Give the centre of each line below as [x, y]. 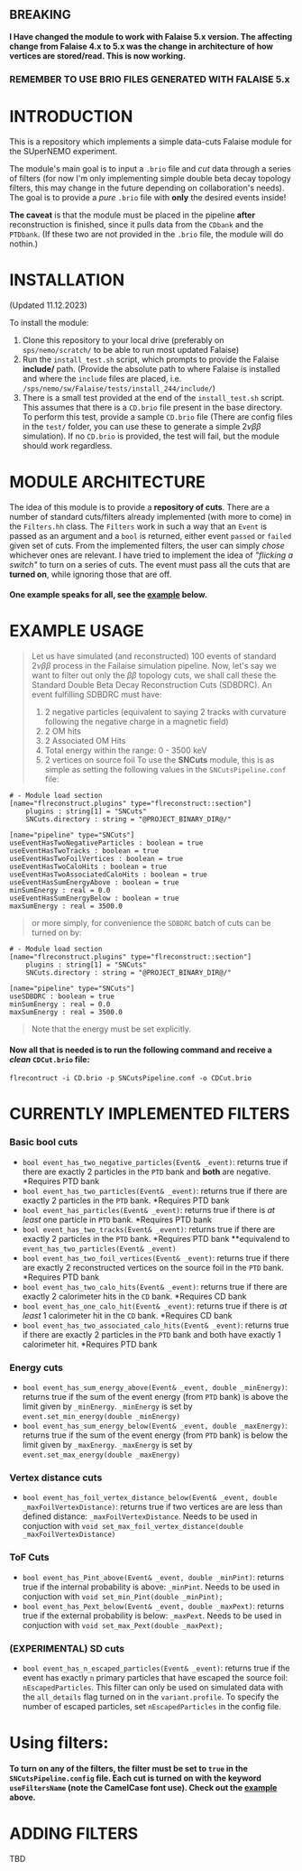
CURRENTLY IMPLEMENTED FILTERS [150, 1114]
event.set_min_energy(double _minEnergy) [101, 1417]
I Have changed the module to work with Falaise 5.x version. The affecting [151, 36]
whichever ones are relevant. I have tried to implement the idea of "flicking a [151, 555]
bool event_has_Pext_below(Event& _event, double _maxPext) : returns [153, 1606]
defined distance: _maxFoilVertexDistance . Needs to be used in [140, 1516]
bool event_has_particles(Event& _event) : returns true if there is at [148, 1209]
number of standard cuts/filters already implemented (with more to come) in [151, 516]
